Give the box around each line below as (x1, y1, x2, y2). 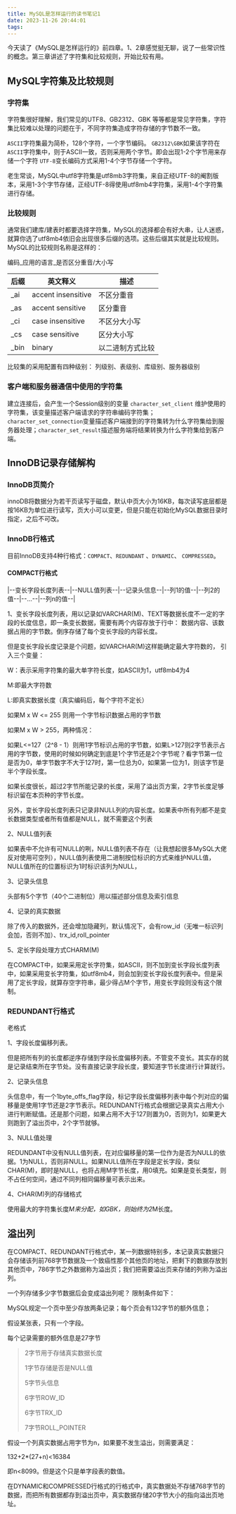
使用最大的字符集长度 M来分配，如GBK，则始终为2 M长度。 (7, 1205, 177, 1213)
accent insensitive (32, 290, 92, 300)
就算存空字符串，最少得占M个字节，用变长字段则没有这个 (50, 978, 216, 986)
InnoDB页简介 (7, 479, 55, 489)
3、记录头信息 (7, 877, 48, 885)
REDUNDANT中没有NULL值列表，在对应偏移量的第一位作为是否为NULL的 (7, 1149, 220, 1157)
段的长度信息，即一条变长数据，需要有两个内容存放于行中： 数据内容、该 (7, 618, 218, 626)
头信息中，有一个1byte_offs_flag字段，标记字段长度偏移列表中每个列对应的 (7, 1092, 223, 1101)
